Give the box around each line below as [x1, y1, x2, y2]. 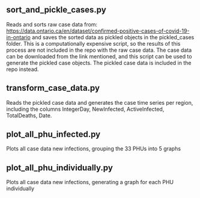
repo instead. [6, 66, 39, 73]
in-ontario [6, 33, 31, 41]
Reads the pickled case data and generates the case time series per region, [6, 99, 193, 106]
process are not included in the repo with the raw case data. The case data [6, 46, 192, 54]
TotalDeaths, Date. [6, 111, 52, 119]
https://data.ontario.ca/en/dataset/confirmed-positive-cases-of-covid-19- [6, 27, 190, 34]
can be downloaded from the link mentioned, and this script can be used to [6, 52, 192, 60]
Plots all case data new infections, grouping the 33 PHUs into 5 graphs [6, 145, 181, 152]
